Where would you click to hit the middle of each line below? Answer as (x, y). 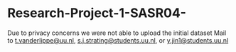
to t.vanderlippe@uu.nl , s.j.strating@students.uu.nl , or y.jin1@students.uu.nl (118, 40)
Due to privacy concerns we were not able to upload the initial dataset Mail (117, 33)
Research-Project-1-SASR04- (97, 13)
